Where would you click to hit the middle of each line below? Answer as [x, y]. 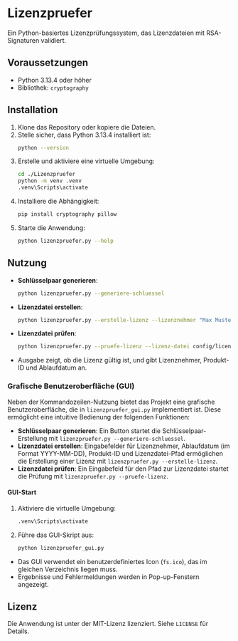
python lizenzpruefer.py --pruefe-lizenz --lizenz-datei [104, 347]
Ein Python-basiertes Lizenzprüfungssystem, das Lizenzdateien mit [106, 33]
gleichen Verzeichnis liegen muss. [67, 569]
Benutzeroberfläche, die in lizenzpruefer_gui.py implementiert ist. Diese [114, 409]
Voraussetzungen [48, 63]
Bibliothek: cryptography [53, 88]
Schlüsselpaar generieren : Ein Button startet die [89, 431]
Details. [18, 631]
